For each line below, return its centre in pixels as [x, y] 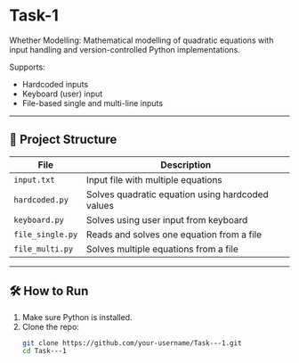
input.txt [34, 180]
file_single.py [46, 234]
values [100, 205]
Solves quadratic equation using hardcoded [177, 194]
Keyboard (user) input [62, 94]
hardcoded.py [41, 200]
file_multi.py [44, 249]
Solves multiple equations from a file [162, 249]
